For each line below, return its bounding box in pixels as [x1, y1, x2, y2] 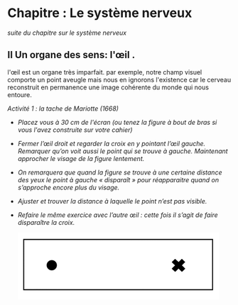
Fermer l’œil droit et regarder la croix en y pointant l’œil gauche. [17, 139, 206, 148]
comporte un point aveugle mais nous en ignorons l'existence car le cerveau [7, 75, 232, 84]
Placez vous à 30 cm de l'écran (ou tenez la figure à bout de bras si [17, 118, 217, 126]
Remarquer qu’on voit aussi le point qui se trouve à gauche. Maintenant [17, 147, 229, 155]
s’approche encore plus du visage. [17, 183, 120, 192]
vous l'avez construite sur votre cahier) [17, 126, 133, 134]
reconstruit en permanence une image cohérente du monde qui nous [7, 83, 210, 91]
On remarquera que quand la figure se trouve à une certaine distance [17, 168, 222, 177]
